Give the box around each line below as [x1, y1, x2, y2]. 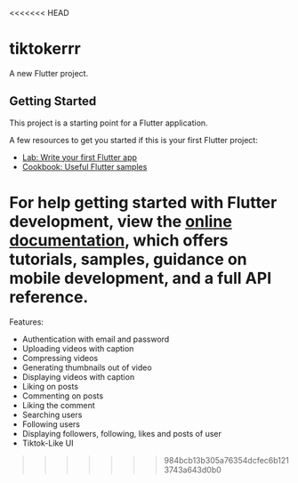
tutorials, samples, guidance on [9, 249, 247, 270]
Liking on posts [21, 381, 78, 391]
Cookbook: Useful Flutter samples [21, 161, 148, 172]
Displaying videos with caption [21, 371, 135, 382]
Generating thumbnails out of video [21, 362, 153, 373]
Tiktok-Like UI [21, 438, 74, 448]
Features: [9, 316, 44, 327]
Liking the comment [21, 399, 95, 410]
